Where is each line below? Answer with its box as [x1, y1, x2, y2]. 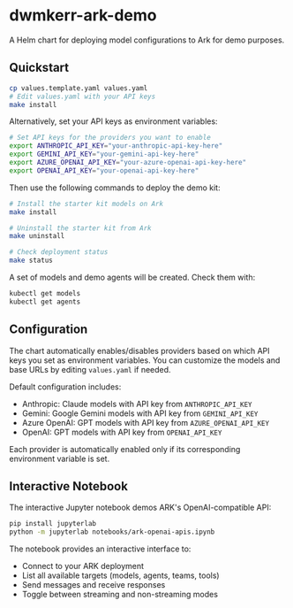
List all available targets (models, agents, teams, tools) [21, 570, 220, 581]
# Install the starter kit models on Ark [9, 199, 164, 208]
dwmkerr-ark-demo [9, 5, 157, 26]
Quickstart [9, 60, 70, 75]
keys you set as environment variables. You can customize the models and [9, 355, 281, 366]
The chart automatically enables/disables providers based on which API [9, 345, 271, 356]
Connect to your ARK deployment [21, 561, 144, 572]
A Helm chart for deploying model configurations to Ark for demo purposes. [9, 35, 285, 45]
